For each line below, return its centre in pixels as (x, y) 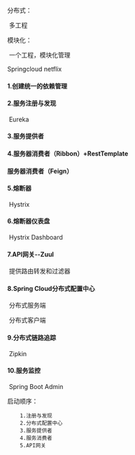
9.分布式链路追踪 (32, 337)
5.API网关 (33, 445)
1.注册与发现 (36, 416)
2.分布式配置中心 (41, 423)
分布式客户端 (27, 320)
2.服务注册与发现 (32, 103)
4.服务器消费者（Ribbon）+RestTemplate (68, 154)
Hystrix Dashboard (36, 237)
